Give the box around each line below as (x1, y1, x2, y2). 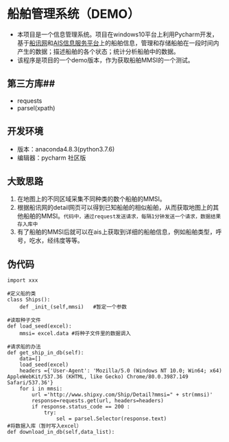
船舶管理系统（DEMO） (7, 6, 140, 22)
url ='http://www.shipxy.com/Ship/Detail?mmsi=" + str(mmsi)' (32, 391, 213, 398)
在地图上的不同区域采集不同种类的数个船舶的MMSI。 (16, 195, 166, 203)
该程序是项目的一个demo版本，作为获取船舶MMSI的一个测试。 (16, 56, 194, 64)
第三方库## (7, 78, 56, 90)
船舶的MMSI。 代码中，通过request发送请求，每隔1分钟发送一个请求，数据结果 (23, 212, 221, 220)
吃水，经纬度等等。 (29, 236, 84, 245)
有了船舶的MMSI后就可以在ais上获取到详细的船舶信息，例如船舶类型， (16, 228, 216, 236)
